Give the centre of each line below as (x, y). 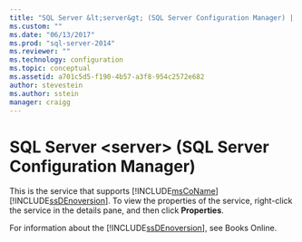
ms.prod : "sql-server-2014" (63, 43)
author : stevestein (46, 85)
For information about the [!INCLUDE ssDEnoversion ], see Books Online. (143, 228)
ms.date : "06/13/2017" (52, 34)
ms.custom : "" (36, 26)
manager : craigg (40, 102)
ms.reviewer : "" (40, 52)
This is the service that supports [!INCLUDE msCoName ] (114, 191)
